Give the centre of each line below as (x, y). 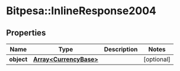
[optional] (157, 59)
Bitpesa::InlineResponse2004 (81, 11)
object (18, 59)
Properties (26, 33)
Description (121, 49)
